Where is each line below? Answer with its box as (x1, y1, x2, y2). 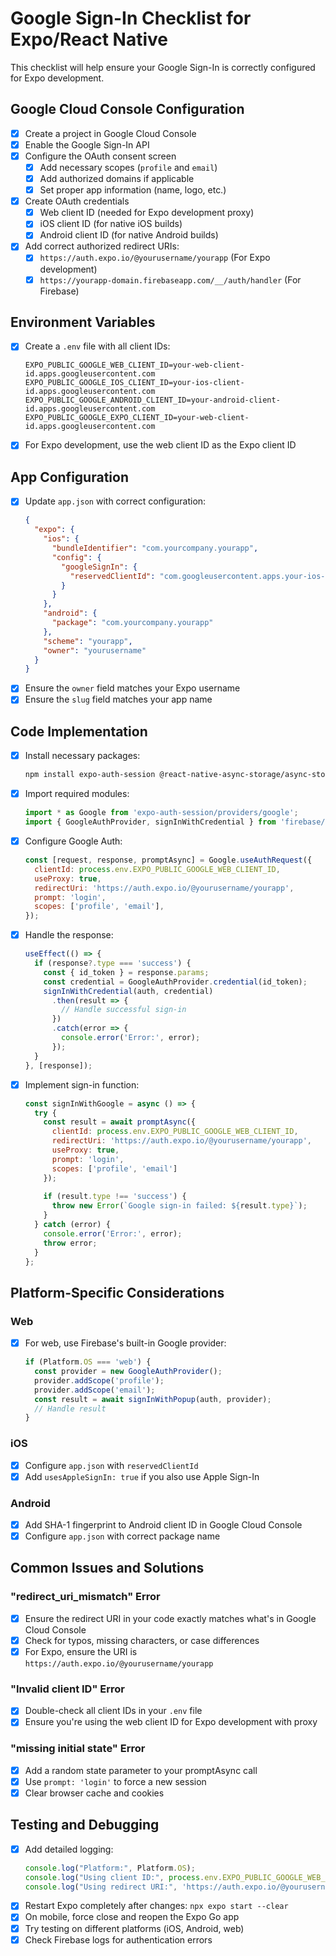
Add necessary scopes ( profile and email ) (39, 161, 218, 173)
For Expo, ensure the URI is (24, 1645, 138, 1657)
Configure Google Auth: (24, 835, 123, 847)
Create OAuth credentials (24, 195, 130, 207)
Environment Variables (10, 313, 156, 331)
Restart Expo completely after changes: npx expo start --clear (24, 1900, 289, 1912)
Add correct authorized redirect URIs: (24, 240, 180, 252)
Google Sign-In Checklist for (10, 7, 252, 30)
